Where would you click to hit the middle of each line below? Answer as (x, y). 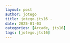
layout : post (19, 10)
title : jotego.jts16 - (29, 19)
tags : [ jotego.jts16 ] (28, 33)
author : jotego (21, 14)
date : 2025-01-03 (23, 23)
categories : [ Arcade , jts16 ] (35, 28)
